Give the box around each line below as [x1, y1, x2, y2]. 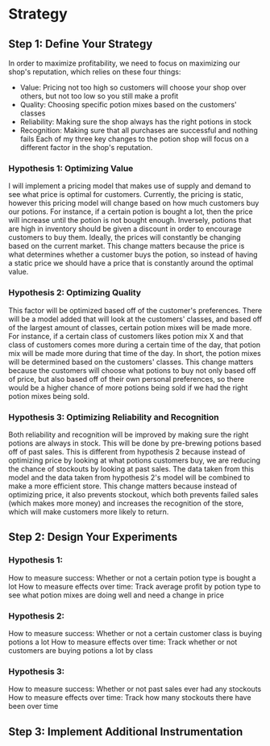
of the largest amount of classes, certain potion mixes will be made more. [8, 322, 252, 332]
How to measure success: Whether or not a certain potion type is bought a [8, 572, 256, 582]
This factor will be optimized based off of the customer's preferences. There [8, 305, 263, 315]
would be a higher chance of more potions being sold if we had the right [8, 383, 248, 392]
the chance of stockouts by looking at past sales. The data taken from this [8, 463, 255, 473]
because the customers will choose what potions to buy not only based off [8, 365, 256, 375]
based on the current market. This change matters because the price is [8, 241, 245, 251]
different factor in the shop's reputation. [19, 143, 153, 152]
